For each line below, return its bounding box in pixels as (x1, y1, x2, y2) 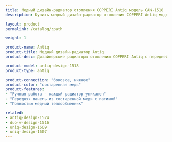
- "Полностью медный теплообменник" (5, 101, 83, 106)
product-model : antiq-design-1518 (5, 63, 79, 68)
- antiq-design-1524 (5, 115, 50, 120)
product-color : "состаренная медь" (5, 82, 81, 87)
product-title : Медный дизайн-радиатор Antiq (5, 50, 104, 55)
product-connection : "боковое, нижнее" (5, 77, 91, 82)
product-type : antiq (5, 68, 50, 73)
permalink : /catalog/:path (5, 26, 63, 31)
